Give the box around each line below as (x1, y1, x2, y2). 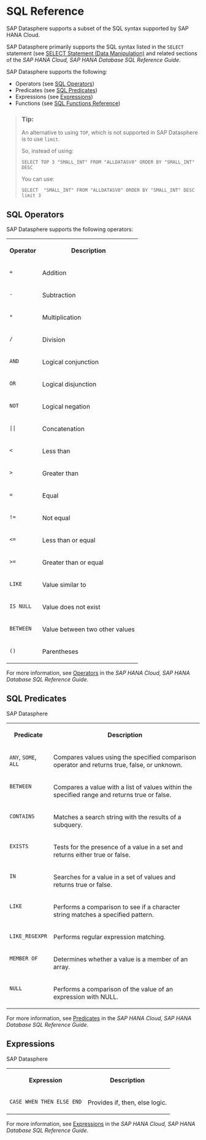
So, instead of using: (21, 147, 74, 155)
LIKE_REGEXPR (9, 932, 48, 940)
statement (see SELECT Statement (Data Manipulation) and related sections (6, 49, 197, 57)
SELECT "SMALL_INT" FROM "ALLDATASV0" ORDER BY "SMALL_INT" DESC (21, 187, 195, 194)
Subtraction (42, 291, 76, 299)
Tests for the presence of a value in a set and (53, 843, 183, 851)
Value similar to (42, 581, 86, 589)
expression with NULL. (53, 993, 118, 1001)
